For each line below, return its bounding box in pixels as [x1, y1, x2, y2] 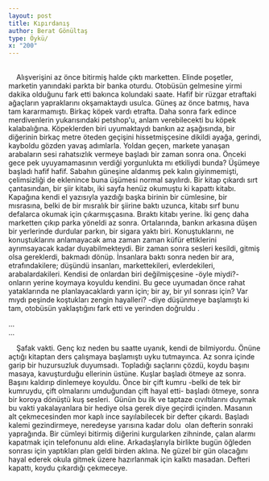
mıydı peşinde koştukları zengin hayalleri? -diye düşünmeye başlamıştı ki [8, 295, 250, 305]
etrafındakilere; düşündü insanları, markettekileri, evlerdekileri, [8, 261, 216, 271]
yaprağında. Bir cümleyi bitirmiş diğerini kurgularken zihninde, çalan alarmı [8, 429, 256, 439]
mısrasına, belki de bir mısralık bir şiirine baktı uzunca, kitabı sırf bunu [8, 201, 240, 210]
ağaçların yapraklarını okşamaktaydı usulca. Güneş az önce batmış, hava [8, 98, 250, 108]
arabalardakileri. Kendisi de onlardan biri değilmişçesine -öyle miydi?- [8, 269, 239, 279]
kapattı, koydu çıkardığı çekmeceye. [8, 463, 128, 473]
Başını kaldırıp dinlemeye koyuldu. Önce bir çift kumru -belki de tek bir [8, 378, 242, 388]
